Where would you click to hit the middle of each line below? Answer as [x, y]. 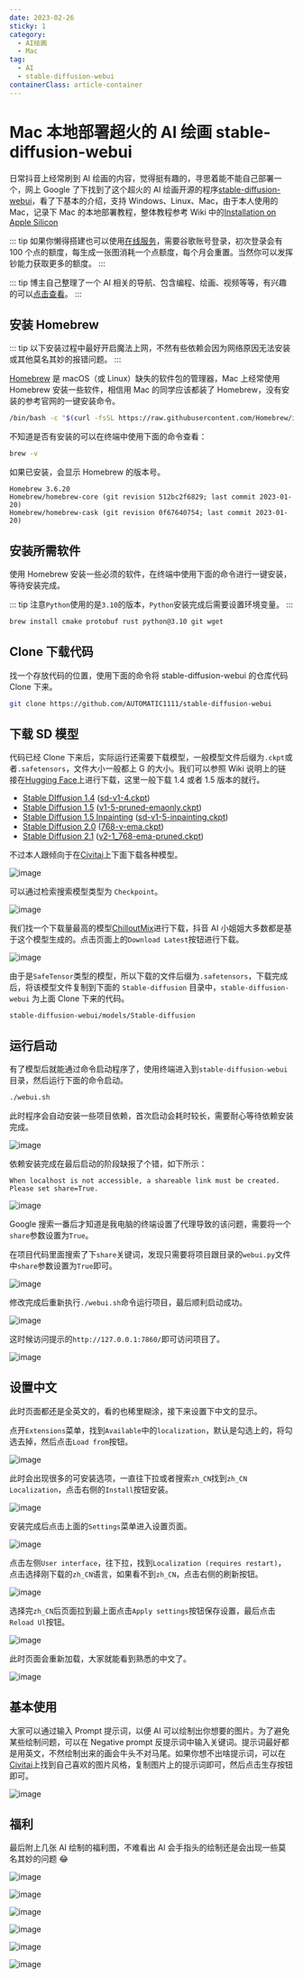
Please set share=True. [54, 1189]
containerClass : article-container [76, 85]
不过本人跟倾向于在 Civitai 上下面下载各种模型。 [96, 855]
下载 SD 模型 [44, 734]
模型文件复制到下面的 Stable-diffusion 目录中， [130, 988]
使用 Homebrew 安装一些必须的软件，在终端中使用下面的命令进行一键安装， [151, 574]
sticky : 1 [28, 26]
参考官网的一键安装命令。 [72, 401]
